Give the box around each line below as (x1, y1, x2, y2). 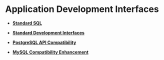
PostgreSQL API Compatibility (12, 39, 76, 45)
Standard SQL (12, 20, 42, 26)
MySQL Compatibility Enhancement (12, 49, 89, 55)
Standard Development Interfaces (12, 29, 85, 35)
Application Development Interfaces (5, 3, 159, 15)
